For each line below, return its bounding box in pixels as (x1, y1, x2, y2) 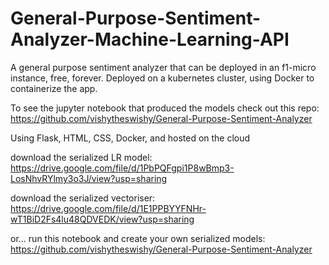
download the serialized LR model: (10, 151, 153, 163)
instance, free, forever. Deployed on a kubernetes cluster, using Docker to (10, 72, 315, 84)
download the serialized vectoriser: (10, 192, 156, 204)
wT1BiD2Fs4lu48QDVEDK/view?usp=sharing (10, 213, 195, 225)
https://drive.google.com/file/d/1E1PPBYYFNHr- (10, 202, 207, 214)
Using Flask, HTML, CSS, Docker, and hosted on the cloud (10, 132, 251, 144)
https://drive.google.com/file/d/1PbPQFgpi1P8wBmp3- (10, 162, 235, 174)
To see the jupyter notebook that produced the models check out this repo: (10, 102, 320, 114)
